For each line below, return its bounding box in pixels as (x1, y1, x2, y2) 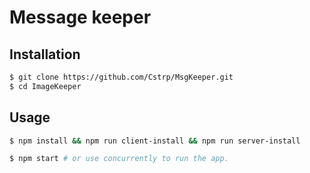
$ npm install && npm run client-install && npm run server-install (9, 136, 301, 146)
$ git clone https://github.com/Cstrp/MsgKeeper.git (9, 72, 234, 82)
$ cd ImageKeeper (9, 81, 82, 91)
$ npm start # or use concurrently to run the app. (9, 154, 229, 164)
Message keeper (9, 6, 152, 29)
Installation (9, 46, 81, 63)
